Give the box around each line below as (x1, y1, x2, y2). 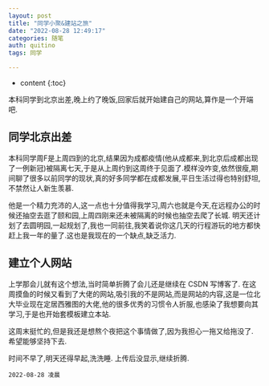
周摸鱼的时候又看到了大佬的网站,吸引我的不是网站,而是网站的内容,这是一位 (8, 289, 255, 299)
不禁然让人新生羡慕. (8, 183, 75, 193)
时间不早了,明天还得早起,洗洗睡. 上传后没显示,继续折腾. (8, 353, 190, 363)
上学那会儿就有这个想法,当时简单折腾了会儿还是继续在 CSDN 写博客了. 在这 (8, 278, 257, 289)
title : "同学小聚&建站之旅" (8, 19, 92, 27)
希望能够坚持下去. (8, 336, 67, 346)
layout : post (8, 11, 52, 20)
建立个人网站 (8, 256, 72, 270)
